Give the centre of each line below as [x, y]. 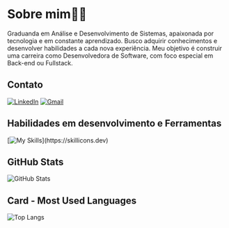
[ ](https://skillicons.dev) [58, 140]
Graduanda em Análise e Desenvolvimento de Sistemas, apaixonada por [111, 33]
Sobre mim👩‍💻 [47, 14]
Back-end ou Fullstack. [40, 63]
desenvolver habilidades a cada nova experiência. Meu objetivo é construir [115, 48]
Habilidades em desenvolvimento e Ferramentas [114, 123]
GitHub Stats [35, 162]
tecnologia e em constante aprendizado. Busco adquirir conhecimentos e [112, 40]
